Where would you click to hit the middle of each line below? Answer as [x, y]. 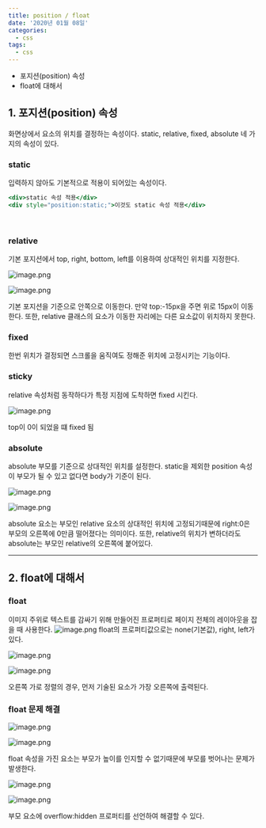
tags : [17, 45]
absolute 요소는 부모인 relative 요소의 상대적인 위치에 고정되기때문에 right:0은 [129, 524]
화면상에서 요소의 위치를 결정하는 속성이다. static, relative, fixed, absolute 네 [128, 133]
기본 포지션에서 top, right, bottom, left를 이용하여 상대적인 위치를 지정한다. [124, 259]
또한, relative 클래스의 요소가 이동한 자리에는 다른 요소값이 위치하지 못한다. [140, 317]
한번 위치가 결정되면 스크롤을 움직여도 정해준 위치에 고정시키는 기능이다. [119, 355]
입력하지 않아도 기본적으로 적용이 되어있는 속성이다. [87, 183]
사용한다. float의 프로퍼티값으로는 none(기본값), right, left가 [140, 629]
